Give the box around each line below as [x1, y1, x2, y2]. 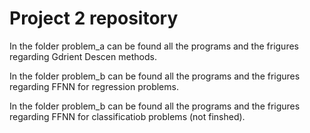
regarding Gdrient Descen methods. [9, 50, 157, 62]
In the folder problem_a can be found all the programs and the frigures [9, 40, 299, 52]
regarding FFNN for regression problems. [9, 80, 179, 92]
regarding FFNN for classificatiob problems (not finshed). [9, 110, 246, 122]
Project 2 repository [9, 7, 179, 30]
